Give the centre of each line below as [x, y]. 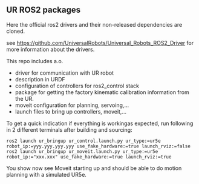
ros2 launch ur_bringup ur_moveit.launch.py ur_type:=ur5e [82, 151]
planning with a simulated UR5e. [46, 174]
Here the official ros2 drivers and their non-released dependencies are [94, 24]
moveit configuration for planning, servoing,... [72, 105]
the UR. [24, 98]
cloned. [16, 31]
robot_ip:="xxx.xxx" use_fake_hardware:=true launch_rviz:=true [89, 157]
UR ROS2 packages [43, 10]
